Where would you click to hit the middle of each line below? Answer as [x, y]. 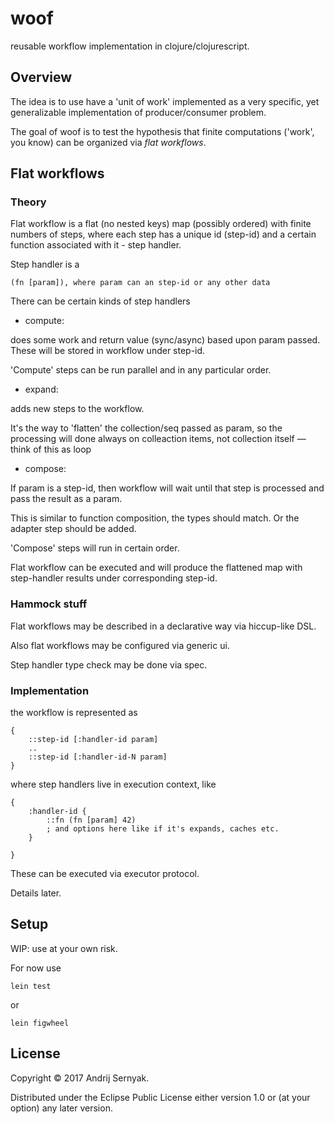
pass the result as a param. [66, 499]
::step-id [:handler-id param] [93, 740]
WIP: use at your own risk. [64, 948]
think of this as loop [51, 449]
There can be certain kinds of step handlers [100, 301]
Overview [41, 77]
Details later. [36, 893]
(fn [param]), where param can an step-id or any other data [140, 283]
